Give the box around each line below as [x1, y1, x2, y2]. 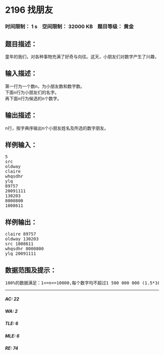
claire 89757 [5, 231, 37, 237]
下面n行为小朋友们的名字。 [5, 89, 60, 95]
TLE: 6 [5, 321, 19, 327]
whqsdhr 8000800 [5, 246, 44, 252]
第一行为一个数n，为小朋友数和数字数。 [5, 84, 85, 89]
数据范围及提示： [5, 266, 57, 274]
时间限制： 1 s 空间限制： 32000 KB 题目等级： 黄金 [5, 23, 134, 30]
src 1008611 [5, 241, 34, 247]
